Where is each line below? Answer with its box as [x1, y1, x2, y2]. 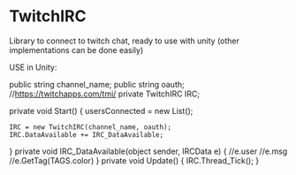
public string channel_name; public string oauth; [9, 79, 185, 89]
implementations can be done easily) [9, 44, 144, 55]
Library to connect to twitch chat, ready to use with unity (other [9, 35, 240, 46]
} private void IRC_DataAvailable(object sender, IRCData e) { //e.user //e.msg [9, 146, 288, 156]
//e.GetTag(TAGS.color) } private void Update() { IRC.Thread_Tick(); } [9, 155, 260, 165]
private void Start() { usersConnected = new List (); [9, 105, 194, 116]
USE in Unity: [9, 62, 57, 72]
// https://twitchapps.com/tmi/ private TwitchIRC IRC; [9, 88, 201, 99]
